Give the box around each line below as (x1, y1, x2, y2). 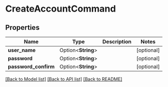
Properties (5, 23, 40, 32)
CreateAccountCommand (5, 3, 116, 15)
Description (102, 38, 132, 45)
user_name (8, 47, 36, 54)
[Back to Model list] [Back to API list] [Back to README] (5, 76, 123, 82)
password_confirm (8, 63, 55, 70)
